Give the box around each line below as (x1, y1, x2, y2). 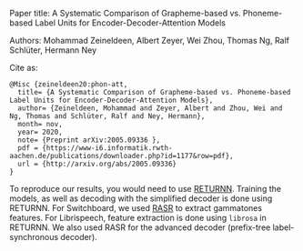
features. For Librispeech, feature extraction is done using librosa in (9, 213, 267, 223)
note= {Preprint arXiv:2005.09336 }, (17, 136, 161, 145)
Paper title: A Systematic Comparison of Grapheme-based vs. (9, 8, 241, 18)
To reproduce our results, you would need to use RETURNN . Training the (9, 184, 282, 194)
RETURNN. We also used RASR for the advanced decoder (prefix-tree (9, 222, 271, 233)
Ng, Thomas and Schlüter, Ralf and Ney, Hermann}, (9, 112, 206, 121)
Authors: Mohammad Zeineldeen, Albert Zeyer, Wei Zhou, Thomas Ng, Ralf (9, 35, 289, 45)
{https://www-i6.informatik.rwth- (42, 144, 173, 153)
